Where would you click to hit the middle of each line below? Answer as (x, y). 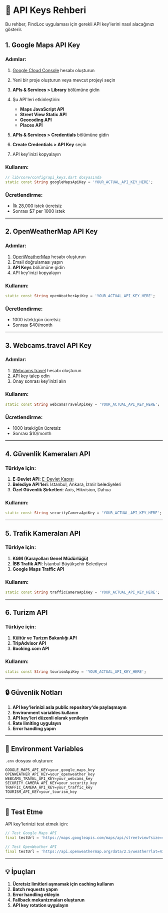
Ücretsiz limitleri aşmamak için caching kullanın (63, 884)
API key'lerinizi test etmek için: (37, 824)
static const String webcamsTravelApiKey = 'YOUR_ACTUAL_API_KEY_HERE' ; (82, 405)
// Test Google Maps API (31, 833)
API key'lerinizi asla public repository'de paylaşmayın (69, 707)
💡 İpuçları (20, 872)
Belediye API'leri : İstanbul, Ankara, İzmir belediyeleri (67, 484)
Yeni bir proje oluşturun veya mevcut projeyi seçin (64, 80)
